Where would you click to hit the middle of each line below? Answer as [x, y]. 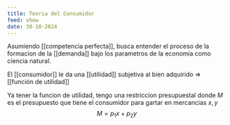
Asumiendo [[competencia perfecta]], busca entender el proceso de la [108, 47]
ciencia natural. [29, 61]
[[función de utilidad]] [38, 82]
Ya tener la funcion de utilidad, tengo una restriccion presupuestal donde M [115, 95]
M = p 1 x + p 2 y [117, 114]
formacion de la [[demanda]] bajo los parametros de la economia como [109, 53]
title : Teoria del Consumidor [51, 14]
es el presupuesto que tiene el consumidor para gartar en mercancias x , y [113, 103]
